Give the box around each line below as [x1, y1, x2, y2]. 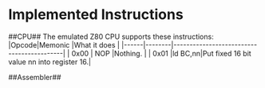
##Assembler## [8, 72, 61, 82]
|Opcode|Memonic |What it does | [8, 40, 120, 49]
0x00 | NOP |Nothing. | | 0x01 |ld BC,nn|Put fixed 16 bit [71, 48, 251, 58]
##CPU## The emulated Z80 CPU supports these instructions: [8, 32, 214, 41]
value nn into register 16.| [8, 57, 92, 67]
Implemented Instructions [8, 6, 184, 24]
